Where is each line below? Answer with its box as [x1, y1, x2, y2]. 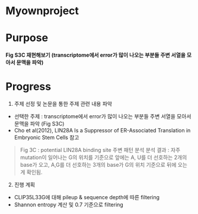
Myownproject [5, 4, 79, 18]
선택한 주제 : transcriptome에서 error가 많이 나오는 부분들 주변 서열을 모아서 [14, 113, 191, 120]
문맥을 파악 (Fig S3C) [14, 120, 65, 128]
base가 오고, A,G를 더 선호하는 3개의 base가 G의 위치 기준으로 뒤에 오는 [20, 161, 188, 168]
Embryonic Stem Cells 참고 [14, 134, 79, 141]
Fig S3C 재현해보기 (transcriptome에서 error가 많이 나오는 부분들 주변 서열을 [5, 51, 186, 59]
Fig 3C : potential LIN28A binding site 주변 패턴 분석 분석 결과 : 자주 [20, 147, 181, 154]
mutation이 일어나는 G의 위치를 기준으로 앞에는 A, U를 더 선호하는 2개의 [20, 154, 187, 161]
